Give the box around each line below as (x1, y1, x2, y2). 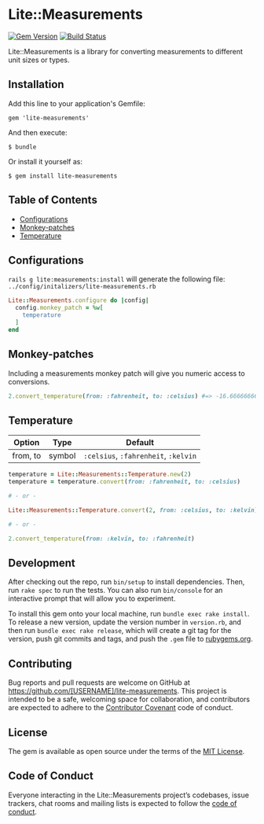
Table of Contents (8, 193, 98, 207)
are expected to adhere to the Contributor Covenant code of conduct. (8, 703, 233, 712)
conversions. (8, 377, 50, 386)
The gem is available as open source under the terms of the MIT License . (8, 746, 245, 756)
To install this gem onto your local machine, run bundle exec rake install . (8, 609, 250, 619)
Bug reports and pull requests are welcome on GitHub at (8, 678, 191, 687)
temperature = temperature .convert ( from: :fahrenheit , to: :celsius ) (8, 478, 241, 486)
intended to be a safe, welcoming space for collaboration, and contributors (8, 694, 250, 704)
